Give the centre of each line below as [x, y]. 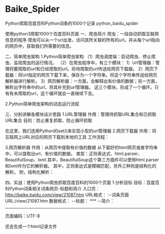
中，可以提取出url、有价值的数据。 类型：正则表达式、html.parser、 [74, 153]
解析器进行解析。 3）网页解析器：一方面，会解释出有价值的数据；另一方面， [82, 81]
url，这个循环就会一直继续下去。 [64, 93]
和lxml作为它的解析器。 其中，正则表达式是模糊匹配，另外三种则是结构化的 [81, 166]
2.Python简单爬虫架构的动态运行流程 [42, 104]
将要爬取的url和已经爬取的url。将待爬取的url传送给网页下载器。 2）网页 [81, 69]
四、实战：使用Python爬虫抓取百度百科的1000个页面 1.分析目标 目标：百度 [80, 182]
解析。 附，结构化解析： [29, 172]
